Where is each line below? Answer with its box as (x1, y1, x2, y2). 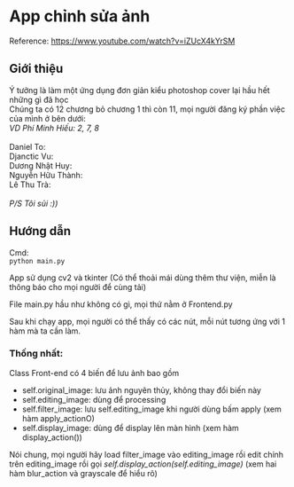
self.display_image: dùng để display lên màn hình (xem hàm (21, 422, 239, 433)
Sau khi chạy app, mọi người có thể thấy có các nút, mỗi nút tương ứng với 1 (9, 316, 286, 326)
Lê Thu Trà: (9, 179, 51, 190)
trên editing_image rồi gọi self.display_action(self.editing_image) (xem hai (9, 459, 277, 469)
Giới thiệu (9, 61, 64, 76)
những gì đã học (9, 94, 69, 105)
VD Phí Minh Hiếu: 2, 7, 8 (9, 122, 100, 133)
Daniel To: (9, 141, 46, 152)
